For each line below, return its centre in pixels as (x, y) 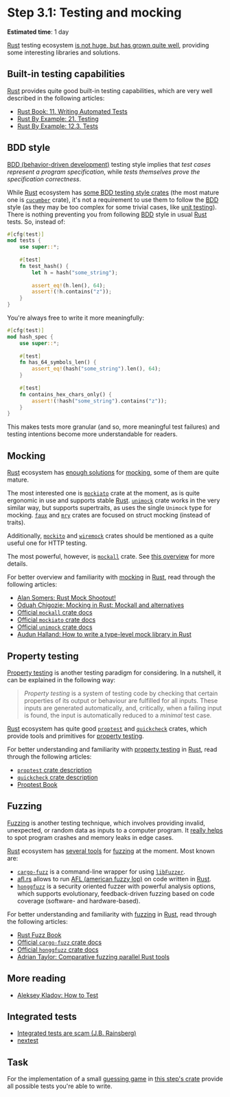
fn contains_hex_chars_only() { (66, 394)
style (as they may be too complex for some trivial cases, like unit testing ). (112, 207)
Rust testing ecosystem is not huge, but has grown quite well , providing (108, 45)
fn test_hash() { (44, 266)
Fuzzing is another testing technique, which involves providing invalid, (106, 823)
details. (18, 564)
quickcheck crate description (57, 777)
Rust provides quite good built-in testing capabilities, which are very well (110, 90)
